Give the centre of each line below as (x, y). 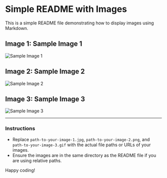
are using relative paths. (37, 161)
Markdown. (17, 28)
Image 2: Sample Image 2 (45, 71)
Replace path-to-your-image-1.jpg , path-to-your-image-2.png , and (81, 139)
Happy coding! (20, 170)
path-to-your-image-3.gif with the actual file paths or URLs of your (82, 145)
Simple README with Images (66, 9)
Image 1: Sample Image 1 (44, 44)
